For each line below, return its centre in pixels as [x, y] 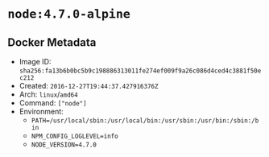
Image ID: [35, 62]
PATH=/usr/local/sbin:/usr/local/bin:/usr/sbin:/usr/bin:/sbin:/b [145, 121]
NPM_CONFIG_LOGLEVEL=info [74, 136]
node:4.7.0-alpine [69, 14]
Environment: [41, 112]
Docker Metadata [52, 42]
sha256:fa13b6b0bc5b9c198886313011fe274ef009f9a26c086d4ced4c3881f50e [140, 71]
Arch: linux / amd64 [48, 94]
